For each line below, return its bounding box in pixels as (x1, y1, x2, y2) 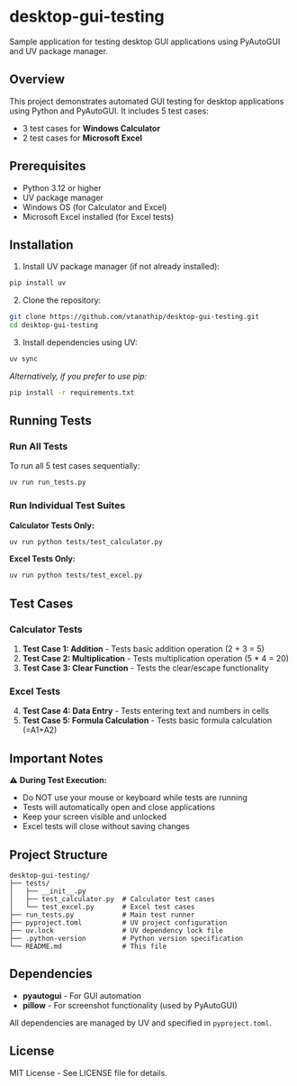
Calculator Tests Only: (9, 520, 94, 531)
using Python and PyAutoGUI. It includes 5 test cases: (9, 105, 209, 116)
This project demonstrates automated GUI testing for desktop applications (9, 96, 284, 106)
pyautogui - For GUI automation (22, 990, 142, 1001)
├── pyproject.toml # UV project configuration (9, 917, 228, 927)
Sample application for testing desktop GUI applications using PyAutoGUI (9, 36, 281, 47)
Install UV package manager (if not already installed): (22, 261, 220, 272)
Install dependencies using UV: (22, 337, 138, 348)
